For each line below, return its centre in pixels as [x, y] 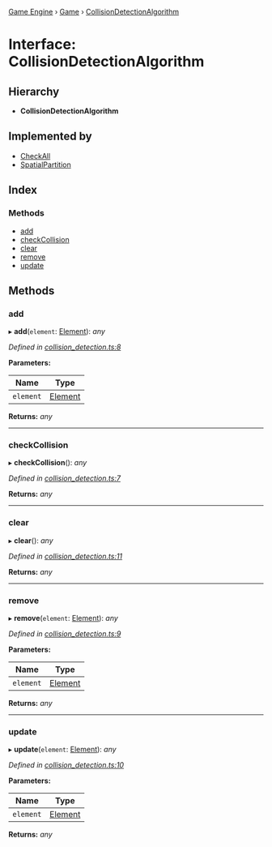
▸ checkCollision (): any [48, 463]
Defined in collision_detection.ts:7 [65, 478]
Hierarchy [34, 91]
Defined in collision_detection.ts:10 [66, 765]
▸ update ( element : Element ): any [62, 750]
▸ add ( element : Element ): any [57, 332]
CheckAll [35, 156]
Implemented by [50, 137]
